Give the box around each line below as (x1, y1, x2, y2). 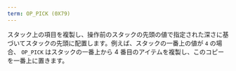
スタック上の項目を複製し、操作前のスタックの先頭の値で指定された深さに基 (7, 30, 229, 38)
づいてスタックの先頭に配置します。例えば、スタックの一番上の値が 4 (7, 39, 209, 47)
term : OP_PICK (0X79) (7, 10, 71, 17)
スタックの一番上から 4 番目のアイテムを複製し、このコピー (51, 47, 225, 56)
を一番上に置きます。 (7, 56, 69, 65)
